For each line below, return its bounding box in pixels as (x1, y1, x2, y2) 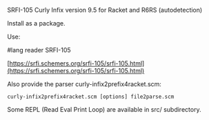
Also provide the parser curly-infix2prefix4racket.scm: (7, 80, 162, 88)
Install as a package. (7, 19, 66, 27)
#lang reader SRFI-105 (7, 46, 71, 54)
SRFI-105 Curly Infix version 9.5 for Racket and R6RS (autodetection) (7, 6, 203, 14)
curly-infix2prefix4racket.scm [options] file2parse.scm (7, 93, 175, 100)
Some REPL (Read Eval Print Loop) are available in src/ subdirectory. (7, 106, 201, 113)
